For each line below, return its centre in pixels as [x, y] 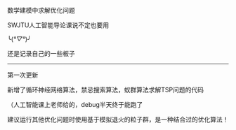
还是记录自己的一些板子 [41, 53]
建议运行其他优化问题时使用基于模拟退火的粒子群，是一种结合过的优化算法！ [118, 120]
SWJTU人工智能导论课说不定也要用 [58, 25]
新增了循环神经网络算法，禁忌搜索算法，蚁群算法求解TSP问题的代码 [105, 90]
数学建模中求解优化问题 [41, 10]
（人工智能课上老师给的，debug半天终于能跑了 [75, 104]
